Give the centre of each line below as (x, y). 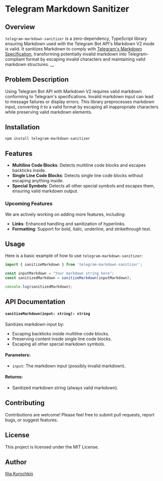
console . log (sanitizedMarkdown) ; (39, 287)
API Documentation (35, 302)
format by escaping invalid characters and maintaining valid (86, 59)
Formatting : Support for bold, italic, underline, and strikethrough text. (82, 229)
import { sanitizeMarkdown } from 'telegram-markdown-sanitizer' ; (74, 265)
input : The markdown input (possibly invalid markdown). (69, 366)
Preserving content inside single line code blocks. (62, 339)
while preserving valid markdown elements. (49, 112)
